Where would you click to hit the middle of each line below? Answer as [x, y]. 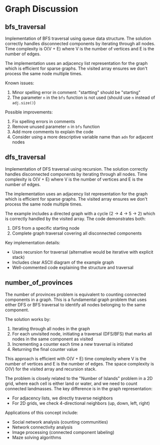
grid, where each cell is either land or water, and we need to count [71, 383]
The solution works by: [28, 319]
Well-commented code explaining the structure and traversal [73, 267]
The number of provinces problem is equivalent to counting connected [76, 294]
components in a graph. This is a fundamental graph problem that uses [76, 300]
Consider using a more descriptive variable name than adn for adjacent [83, 137]
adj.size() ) [24, 103]
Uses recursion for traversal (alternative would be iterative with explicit [83, 252]
